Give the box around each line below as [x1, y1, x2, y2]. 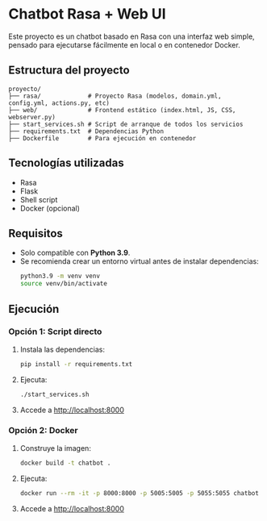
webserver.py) [8, 113, 56, 121]
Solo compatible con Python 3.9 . [19, 248, 131, 258]
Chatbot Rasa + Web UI [8, 5, 167, 23]
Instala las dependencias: [19, 344, 105, 354]
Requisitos [8, 227, 63, 240]
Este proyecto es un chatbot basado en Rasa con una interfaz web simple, [8, 31, 256, 41]
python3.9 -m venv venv [19, 272, 101, 281]
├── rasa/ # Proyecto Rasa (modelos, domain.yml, [8, 92, 222, 100]
